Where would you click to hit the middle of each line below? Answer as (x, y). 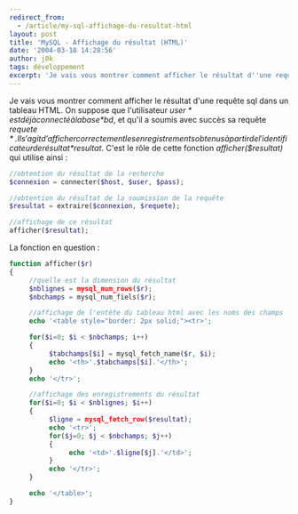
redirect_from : (37, 17)
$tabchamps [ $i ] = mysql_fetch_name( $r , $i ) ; (132, 353)
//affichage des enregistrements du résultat (114, 395)
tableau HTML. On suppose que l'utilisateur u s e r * (101, 110)
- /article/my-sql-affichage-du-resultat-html (105, 26)
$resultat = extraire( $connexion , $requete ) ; (94, 206)
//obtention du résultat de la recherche (87, 173)
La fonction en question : (55, 247)
